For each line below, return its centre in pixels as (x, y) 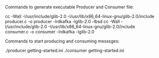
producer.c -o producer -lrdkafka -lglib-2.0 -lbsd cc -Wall (63, 22)
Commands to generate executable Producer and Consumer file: (70, 7)
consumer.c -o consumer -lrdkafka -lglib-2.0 (50, 32)
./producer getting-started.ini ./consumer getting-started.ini (65, 51)
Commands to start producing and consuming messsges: (62, 41)
